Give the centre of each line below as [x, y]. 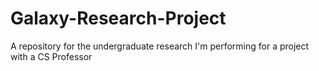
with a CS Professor [51, 56]
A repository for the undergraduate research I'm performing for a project [160, 46]
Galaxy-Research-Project [118, 18]
